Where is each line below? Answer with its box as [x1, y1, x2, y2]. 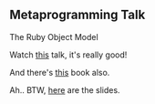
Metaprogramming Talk [9, 7, 146, 23]
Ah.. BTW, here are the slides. [9, 84, 120, 95]
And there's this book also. [9, 67, 110, 78]
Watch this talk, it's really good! [9, 49, 128, 60]
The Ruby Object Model [9, 31, 98, 42]
